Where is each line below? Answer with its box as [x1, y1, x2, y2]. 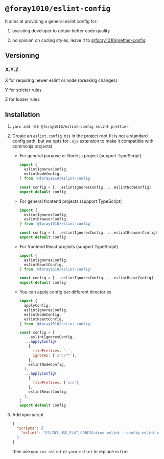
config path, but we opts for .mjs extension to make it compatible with [12, 138, 154, 144]
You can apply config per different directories [19, 289, 112, 295]
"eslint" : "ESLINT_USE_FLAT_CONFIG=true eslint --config [21, 431, 140, 435]
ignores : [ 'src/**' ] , [32, 353, 77, 358]
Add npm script [12, 412, 44, 418]
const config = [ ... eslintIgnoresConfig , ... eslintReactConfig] [19, 276, 154, 281]
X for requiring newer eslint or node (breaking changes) [5, 77, 117, 83]
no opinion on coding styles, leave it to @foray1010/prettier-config [12, 37, 146, 43]
